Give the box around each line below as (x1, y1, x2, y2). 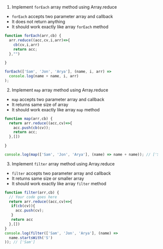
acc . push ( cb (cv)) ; (13, 125, 51, 130)
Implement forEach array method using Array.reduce (11, 4, 117, 10)
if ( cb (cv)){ (11, 204, 36, 209)
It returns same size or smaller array (11, 175, 84, 181)
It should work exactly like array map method (11, 107, 100, 112)
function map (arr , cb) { (4, 116, 53, 121)
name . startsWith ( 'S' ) (9, 235, 53, 240)
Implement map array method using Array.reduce (11, 87, 109, 93)
